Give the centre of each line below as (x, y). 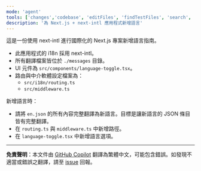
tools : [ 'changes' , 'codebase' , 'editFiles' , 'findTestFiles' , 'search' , (99, 17)
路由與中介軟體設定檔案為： (49, 76)
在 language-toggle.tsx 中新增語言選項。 (66, 136)
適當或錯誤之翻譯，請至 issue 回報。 (51, 162)
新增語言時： (22, 101)
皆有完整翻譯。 (33, 121)
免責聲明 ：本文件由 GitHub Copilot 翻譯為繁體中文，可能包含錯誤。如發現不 (99, 155)
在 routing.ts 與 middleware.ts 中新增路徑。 (70, 129)
